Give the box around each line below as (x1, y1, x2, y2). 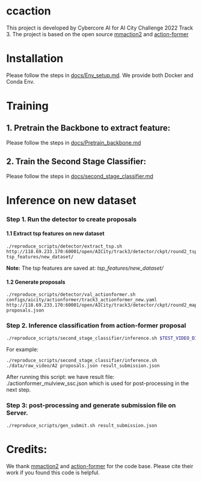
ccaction (6, 4, 51, 18)
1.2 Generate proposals (6, 278, 66, 286)
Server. (6, 408, 28, 417)
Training (6, 99, 49, 113)
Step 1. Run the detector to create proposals (6, 215, 137, 224)
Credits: (6, 442, 47, 456)
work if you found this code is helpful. (6, 469, 100, 476)
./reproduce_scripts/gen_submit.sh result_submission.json (6, 422, 158, 428)
